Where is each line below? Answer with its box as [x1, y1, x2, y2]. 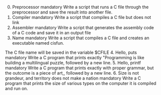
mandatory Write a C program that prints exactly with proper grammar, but [5, 65, 154, 71]
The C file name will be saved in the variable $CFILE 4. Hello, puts [5, 49, 137, 55]
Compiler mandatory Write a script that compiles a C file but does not [12, 15, 151, 20]
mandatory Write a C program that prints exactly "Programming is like [5, 55, 144, 60]
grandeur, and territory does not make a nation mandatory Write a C [5, 75, 141, 81]
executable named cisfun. [12, 40, 64, 46]
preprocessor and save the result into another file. [12, 9, 113, 15]
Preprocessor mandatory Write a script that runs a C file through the [12, 4, 149, 10]
